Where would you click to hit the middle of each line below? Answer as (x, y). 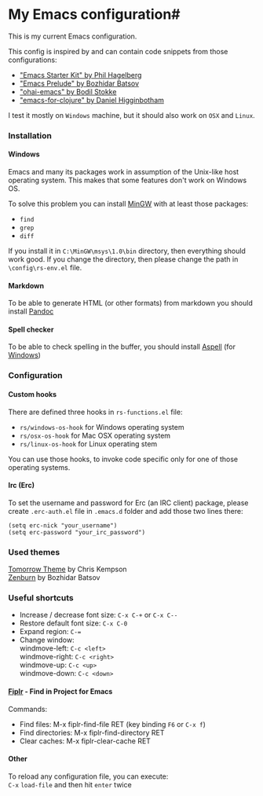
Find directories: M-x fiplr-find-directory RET (92, 732)
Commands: (28, 709)
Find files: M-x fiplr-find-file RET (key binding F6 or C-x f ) (113, 724)
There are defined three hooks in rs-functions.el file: (95, 412)
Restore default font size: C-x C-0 (73, 623)
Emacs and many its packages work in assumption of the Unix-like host (124, 172)
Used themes (34, 552)
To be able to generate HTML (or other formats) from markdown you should (130, 303)
